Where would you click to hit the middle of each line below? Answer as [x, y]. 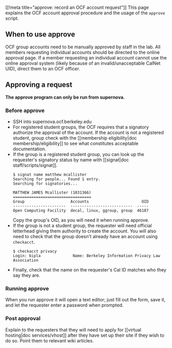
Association [25, 260]
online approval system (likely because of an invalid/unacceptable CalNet [83, 63]
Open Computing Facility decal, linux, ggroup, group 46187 [81, 210]
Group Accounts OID [81, 201]
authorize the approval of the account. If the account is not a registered [88, 132]
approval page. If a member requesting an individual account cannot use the [86, 57]
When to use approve [40, 35]
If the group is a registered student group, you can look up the [79, 154]
